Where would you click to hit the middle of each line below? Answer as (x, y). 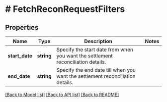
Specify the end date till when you (96, 70)
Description (98, 41)
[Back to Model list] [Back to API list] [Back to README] (62, 95)
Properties (22, 27)
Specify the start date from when (95, 50)
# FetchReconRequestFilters (65, 9)
